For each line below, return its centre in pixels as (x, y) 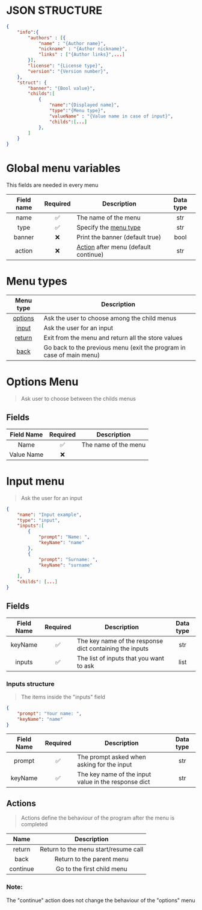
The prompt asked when (112, 757)
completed (34, 824)
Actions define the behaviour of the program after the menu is (98, 818)
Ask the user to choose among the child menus (110, 318)
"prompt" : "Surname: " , (68, 559)
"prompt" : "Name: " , (64, 537)
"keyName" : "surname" (66, 565)
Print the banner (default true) (119, 237)
